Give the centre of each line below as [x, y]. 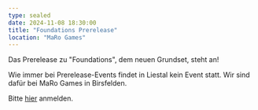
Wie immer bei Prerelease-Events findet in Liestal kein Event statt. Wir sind [129, 75]
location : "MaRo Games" [47, 37]
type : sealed [29, 15]
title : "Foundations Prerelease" [63, 30]
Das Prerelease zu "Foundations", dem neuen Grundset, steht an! [114, 60]
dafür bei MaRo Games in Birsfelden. [68, 83]
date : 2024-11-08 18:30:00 [52, 23]
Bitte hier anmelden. [41, 98]
